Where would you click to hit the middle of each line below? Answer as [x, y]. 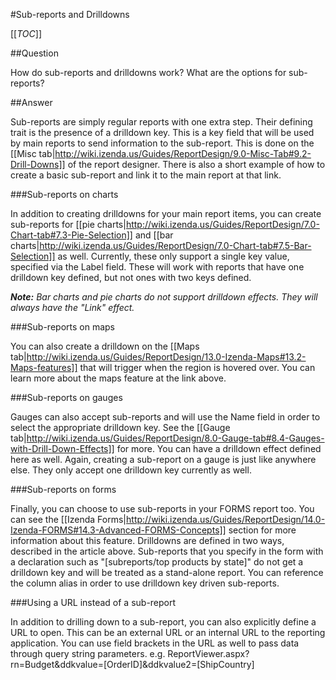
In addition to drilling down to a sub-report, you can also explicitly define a [163, 622]
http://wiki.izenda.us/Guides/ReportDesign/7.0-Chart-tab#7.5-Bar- [175, 245]
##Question [34, 53]
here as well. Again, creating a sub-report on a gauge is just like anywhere [163, 459]
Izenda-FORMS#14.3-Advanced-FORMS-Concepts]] [118, 530]
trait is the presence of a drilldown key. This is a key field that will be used [162, 132]
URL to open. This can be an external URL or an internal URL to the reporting [168, 632]
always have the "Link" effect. [72, 307]
